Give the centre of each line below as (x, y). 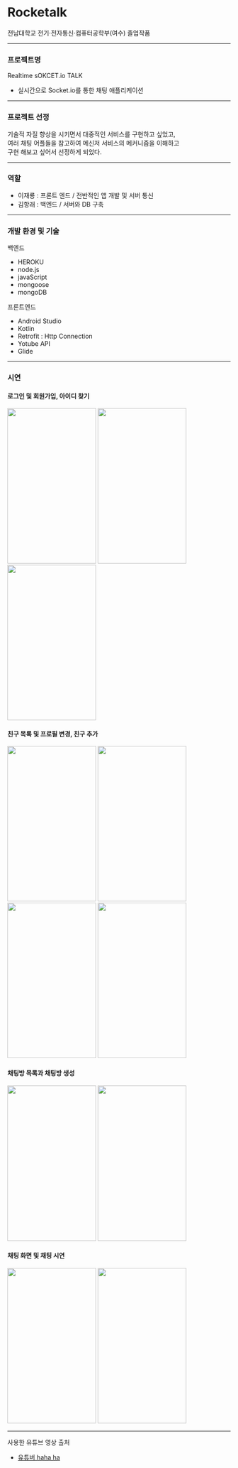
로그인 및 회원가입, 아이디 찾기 (49, 396)
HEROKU (31, 262)
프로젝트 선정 (28, 117)
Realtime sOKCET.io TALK (45, 76)
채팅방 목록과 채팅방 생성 (41, 1073)
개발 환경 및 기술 (33, 231)
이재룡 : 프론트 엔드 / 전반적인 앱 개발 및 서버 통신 (85, 195)
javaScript (32, 277)
